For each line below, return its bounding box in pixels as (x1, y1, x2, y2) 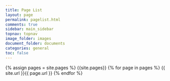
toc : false (5, 50, 29, 55)
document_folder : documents (5, 41, 66, 46)
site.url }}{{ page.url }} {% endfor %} (5, 70, 83, 76)
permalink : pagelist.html (5, 17, 60, 22)
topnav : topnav (5, 31, 38, 36)
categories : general (5, 46, 50, 51)
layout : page (5, 12, 33, 17)
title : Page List (5, 7, 42, 13)
